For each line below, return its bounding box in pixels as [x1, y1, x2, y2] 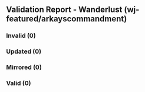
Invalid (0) [6, 32, 37, 40]
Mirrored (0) [6, 63, 42, 71]
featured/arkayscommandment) [6, 14, 127, 24]
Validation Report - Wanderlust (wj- [6, 5, 140, 15]
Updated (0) [6, 47, 42, 55]
